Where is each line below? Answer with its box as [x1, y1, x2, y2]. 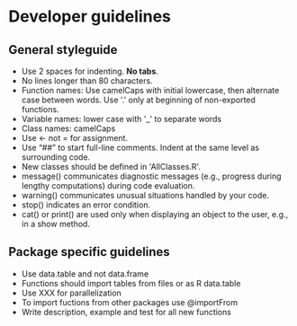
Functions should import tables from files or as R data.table [21, 278, 241, 288]
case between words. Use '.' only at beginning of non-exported [21, 94, 256, 105]
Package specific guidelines [8, 244, 170, 260]
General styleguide [8, 42, 118, 57]
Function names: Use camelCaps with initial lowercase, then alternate [21, 85, 280, 95]
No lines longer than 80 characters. [21, 75, 154, 86]
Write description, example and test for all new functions [21, 306, 231, 317]
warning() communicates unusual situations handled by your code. [21, 190, 269, 200]
